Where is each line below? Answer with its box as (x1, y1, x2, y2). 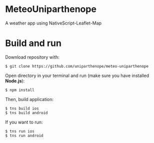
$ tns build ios (5, 106, 39, 111)
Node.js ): (5, 77, 25, 83)
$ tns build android (5, 110, 48, 115)
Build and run (5, 37, 61, 49)
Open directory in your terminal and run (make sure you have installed (5, 72, 149, 78)
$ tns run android (5, 133, 43, 138)
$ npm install (5, 87, 35, 92)
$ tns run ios (5, 128, 35, 133)
